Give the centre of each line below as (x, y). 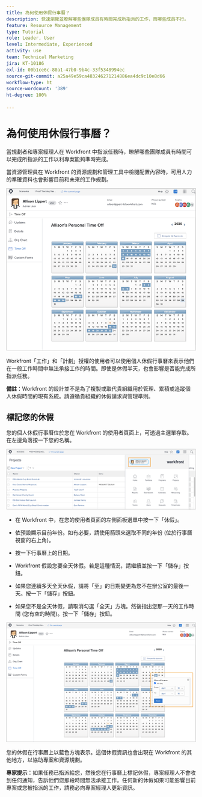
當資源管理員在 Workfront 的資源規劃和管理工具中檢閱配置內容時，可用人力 (99, 172)
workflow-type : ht (29, 82)
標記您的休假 (30, 417)
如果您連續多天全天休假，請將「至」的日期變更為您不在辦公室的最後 (99, 585)
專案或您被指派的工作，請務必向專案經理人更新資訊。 (72, 788)
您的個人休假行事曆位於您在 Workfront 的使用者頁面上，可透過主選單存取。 (99, 432)
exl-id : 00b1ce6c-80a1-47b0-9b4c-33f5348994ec (66, 70)
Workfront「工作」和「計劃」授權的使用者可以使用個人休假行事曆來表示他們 (100, 361)
